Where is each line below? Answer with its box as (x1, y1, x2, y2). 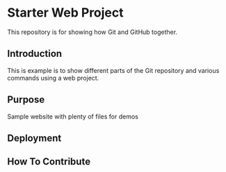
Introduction (7, 48, 63, 60)
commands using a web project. (7, 74, 99, 82)
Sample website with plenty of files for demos (7, 112, 139, 121)
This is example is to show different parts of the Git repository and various (7, 66, 220, 74)
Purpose (7, 94, 45, 105)
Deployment (7, 132, 62, 144)
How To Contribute (7, 156, 91, 168)
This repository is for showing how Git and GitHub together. (7, 28, 178, 36)
